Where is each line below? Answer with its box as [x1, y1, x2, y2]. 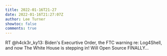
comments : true [5, 26, 37, 31]
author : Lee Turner [5, 16, 46, 21]
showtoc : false [5, 21, 37, 26]
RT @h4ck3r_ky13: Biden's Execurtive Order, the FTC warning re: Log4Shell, [5, 39, 163, 45]
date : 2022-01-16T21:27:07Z [5, 12, 64, 17]
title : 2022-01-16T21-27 [5, 7, 57, 12]
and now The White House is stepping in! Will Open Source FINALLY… [5, 45, 149, 51]
